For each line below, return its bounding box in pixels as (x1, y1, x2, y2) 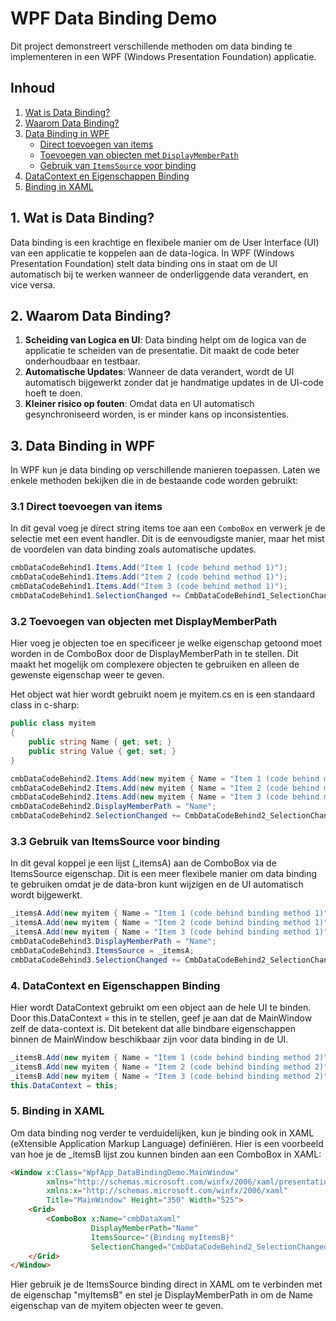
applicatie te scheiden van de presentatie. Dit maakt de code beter (24, 345, 300, 357)
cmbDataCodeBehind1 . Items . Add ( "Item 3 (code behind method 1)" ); (10, 582, 288, 592)
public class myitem (10, 718, 97, 729)
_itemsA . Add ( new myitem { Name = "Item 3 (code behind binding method (10, 927, 311, 937)
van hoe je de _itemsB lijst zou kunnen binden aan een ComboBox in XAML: (10, 1148, 322, 1160)
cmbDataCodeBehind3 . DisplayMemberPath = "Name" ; (10, 936, 217, 946)
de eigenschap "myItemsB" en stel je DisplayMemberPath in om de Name (10, 1289, 313, 1301)
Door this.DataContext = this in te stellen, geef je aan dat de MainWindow (10, 1012, 313, 1024)
